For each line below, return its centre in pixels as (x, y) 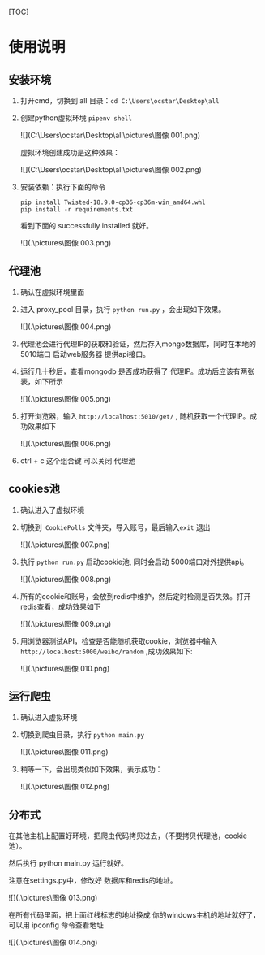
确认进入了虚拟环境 (52, 510)
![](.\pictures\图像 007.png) (65, 545)
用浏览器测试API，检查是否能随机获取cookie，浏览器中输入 (119, 640)
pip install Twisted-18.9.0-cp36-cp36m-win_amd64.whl (113, 202)
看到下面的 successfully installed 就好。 (87, 226)
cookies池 (34, 489)
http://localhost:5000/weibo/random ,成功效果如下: (106, 651)
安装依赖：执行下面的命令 (63, 187)
